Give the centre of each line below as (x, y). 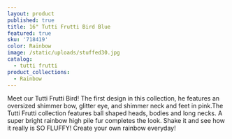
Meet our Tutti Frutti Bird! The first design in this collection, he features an (114, 98)
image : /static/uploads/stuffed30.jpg (64, 53)
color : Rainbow (29, 46)
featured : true (29, 33)
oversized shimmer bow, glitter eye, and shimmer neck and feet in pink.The (115, 106)
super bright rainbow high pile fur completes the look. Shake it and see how (116, 121)
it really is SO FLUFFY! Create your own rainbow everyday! (92, 128)
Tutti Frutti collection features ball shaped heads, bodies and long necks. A (115, 113)
